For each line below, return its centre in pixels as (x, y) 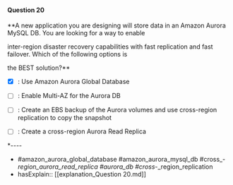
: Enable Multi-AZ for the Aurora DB (69, 96)
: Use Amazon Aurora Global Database (73, 82)
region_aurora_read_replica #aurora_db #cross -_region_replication (115, 167)
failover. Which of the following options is (67, 54)
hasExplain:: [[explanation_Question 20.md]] (82, 174)
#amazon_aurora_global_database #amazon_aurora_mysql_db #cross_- (121, 160)
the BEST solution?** (39, 68)
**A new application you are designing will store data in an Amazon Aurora (116, 25)
